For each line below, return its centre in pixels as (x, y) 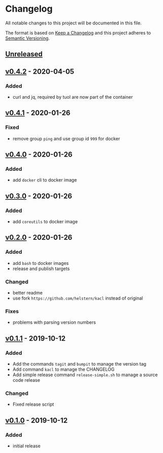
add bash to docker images (41, 263)
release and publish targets (41, 268)
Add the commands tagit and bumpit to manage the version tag (79, 364)
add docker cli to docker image (45, 180)
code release (26, 380)
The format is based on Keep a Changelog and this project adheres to (78, 33)
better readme (28, 293)
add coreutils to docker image (45, 222)
